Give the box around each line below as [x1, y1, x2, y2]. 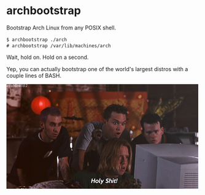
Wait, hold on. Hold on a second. [6, 53, 89, 61]
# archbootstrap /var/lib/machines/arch [6, 42, 112, 49]
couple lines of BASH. [6, 72, 62, 79]
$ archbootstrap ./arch [6, 36, 68, 43]
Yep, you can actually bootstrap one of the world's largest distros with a [6, 65, 188, 72]
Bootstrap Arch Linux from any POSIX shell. [6, 24, 117, 31]
